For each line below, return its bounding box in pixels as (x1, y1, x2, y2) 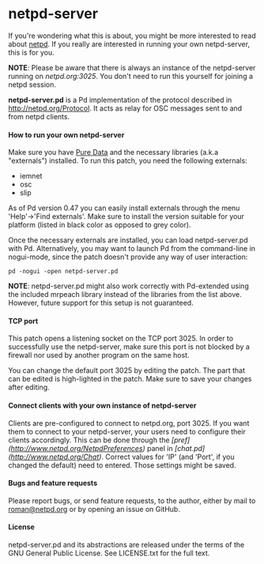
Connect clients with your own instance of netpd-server (8, 400, 197, 410)
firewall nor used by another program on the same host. (8, 351, 190, 360)
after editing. (8, 382, 50, 392)
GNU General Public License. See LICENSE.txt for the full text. (8, 548, 210, 558)
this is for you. (8, 47, 55, 57)
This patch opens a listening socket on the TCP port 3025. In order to (8, 333, 234, 344)
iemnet (19, 171, 43, 181)
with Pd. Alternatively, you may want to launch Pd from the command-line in (8, 244, 255, 254)
